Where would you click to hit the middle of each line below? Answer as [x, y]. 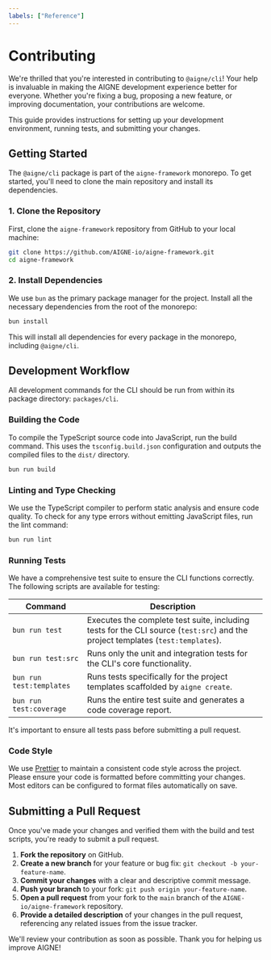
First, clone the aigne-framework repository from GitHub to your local [122, 229]
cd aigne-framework [41, 259]
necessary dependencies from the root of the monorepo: [103, 306]
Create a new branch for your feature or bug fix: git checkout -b [129, 863]
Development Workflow [69, 371]
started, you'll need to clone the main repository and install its [111, 182]
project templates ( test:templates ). [154, 641]
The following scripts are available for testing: [84, 587]
